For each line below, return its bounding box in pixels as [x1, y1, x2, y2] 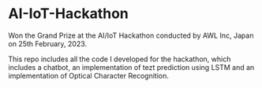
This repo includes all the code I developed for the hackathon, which [8, 54, 231, 64]
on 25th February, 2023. [8, 38, 88, 48]
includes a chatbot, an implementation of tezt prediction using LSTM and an [8, 62, 255, 71]
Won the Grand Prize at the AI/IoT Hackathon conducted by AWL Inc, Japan [8, 31, 254, 40]
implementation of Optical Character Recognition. [8, 71, 170, 80]
